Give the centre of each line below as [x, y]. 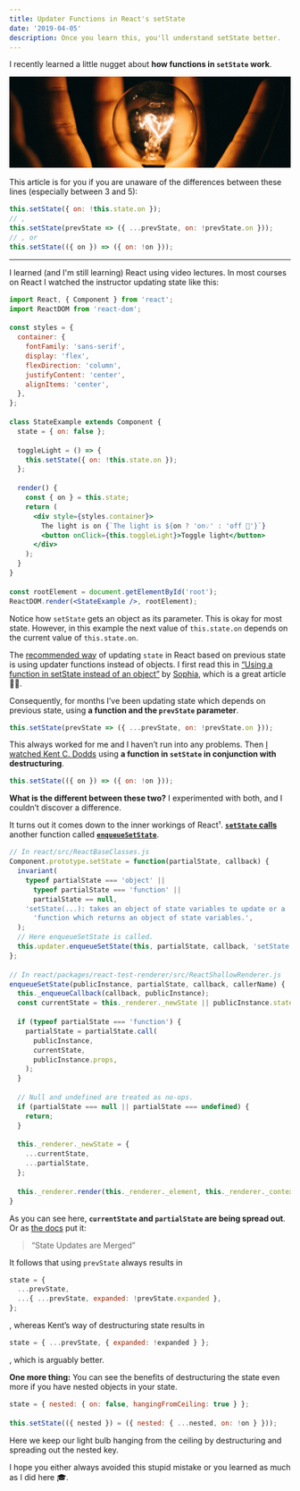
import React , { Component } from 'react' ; [92, 300]
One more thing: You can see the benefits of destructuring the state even [145, 1377]
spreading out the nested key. [64, 1450]
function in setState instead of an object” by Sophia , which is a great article [148, 673]
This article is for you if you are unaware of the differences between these [146, 182]
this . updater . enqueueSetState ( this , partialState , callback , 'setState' [155, 947]
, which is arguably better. [57, 1360]
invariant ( [37, 871]
